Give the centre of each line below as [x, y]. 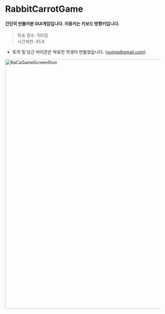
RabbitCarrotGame [44, 9]
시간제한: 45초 [31, 42]
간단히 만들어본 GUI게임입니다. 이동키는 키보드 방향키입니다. [62, 24]
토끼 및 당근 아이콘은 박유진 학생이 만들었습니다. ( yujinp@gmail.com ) [79, 52]
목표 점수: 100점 [32, 35]
